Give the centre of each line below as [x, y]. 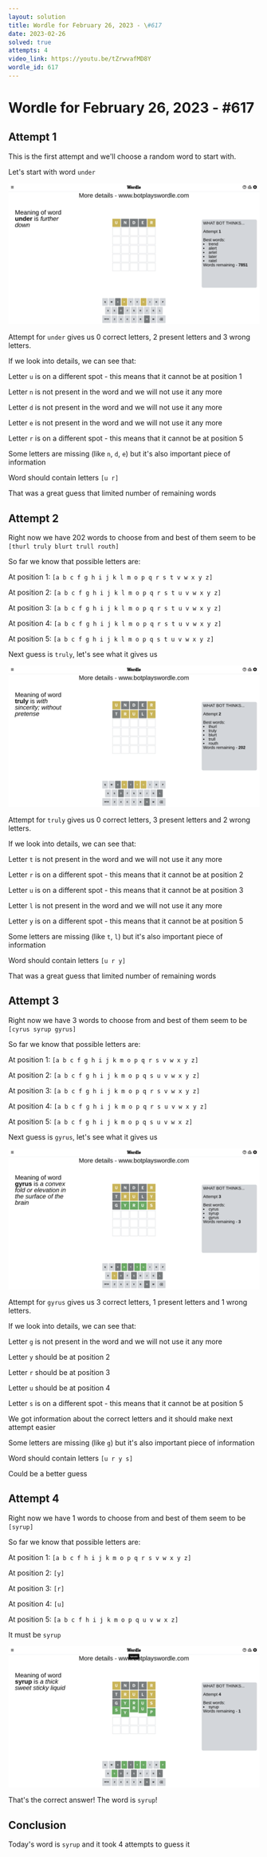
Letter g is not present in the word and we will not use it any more [116, 1341]
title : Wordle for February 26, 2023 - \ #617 [85, 25]
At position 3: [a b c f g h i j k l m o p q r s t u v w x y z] [115, 608]
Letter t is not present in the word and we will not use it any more [116, 859]
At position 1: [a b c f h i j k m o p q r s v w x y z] [100, 1557]
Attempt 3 [34, 1001]
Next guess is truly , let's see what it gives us [83, 654]
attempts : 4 [28, 51]
